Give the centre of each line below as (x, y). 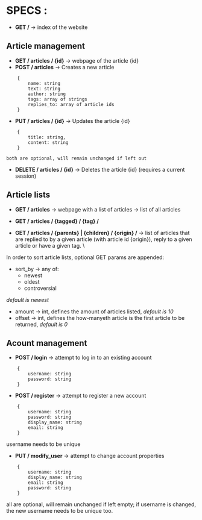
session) (26, 176)
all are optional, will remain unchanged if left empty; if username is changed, (101, 504)
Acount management (47, 343)
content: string (48, 142)
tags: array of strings (58, 99)
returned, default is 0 (41, 324)
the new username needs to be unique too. (60, 511)
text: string (44, 89)
